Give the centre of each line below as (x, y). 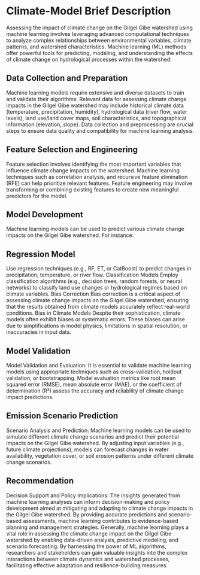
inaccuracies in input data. (39, 332)
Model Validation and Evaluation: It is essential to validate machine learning (99, 365)
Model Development (45, 215)
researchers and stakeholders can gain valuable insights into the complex (97, 552)
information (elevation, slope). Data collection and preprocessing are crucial (100, 124)
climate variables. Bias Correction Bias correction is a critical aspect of (93, 294)
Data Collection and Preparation (67, 78)
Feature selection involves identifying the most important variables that (94, 164)
